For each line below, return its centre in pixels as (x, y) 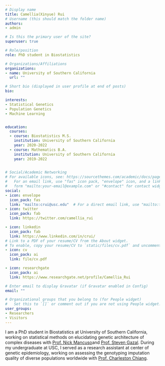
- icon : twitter (22, 209)
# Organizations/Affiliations (36, 64)
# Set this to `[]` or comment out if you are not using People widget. (83, 304)
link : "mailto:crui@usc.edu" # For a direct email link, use (74, 204)
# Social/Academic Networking (36, 172)
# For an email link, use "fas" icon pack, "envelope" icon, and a (78, 182)
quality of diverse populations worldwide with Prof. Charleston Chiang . (77, 358)
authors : (14, 23)
